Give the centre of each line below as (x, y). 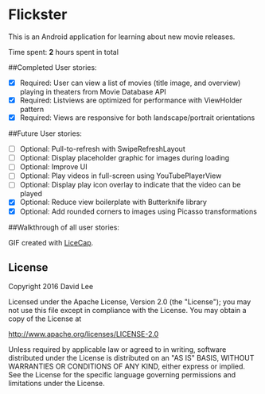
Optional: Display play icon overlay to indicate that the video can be (130, 185)
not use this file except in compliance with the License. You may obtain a (127, 311)
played (31, 194)
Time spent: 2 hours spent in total (64, 52)
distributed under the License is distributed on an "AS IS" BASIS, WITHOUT (131, 358)
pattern (32, 110)
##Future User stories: (45, 133)
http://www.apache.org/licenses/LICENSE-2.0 (84, 334)
